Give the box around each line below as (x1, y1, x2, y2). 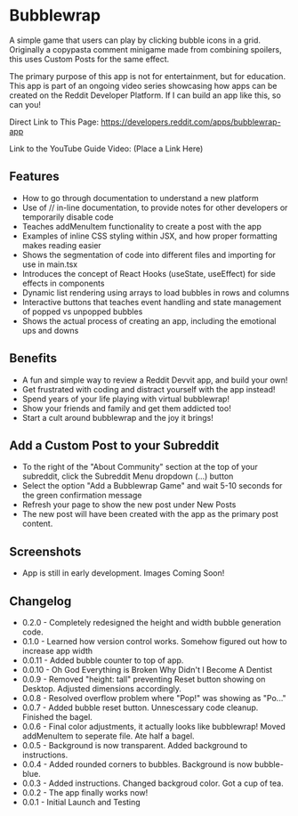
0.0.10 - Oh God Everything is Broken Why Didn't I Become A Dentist (21, 665, 273, 675)
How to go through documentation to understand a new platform (21, 192, 260, 203)
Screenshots (9, 544, 82, 559)
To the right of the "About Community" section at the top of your (21, 462, 258, 473)
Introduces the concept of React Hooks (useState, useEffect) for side (21, 268, 276, 279)
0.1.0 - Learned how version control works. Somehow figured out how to (21, 636, 287, 646)
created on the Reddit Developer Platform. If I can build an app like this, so (9, 90, 282, 101)
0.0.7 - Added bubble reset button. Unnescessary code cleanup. (21, 702, 259, 713)
